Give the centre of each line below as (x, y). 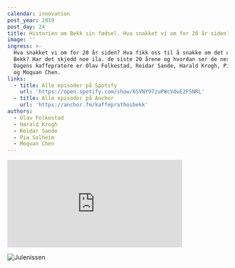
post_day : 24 (26, 27)
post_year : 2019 (31, 20)
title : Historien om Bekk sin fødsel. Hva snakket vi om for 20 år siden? (119, 33)
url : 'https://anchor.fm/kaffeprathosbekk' (84, 105)
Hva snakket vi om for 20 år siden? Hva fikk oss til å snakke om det (119, 53)
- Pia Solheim (34, 137)
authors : (20, 111)
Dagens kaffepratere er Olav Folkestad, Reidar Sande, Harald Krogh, (117, 66)
